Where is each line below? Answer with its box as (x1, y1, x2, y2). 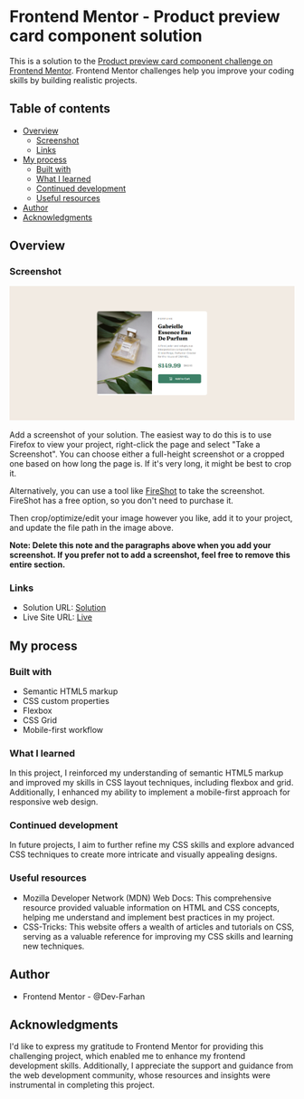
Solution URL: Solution (22, 603, 107, 613)
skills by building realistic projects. (9, 74, 138, 85)
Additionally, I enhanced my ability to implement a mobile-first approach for (9, 786, 291, 798)
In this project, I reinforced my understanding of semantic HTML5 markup (9, 767, 284, 778)
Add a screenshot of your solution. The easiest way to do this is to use (9, 429, 272, 440)
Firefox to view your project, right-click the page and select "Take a (9, 439, 261, 449)
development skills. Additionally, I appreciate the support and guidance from (9, 1060, 294, 1071)
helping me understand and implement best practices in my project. (22, 911, 276, 922)
